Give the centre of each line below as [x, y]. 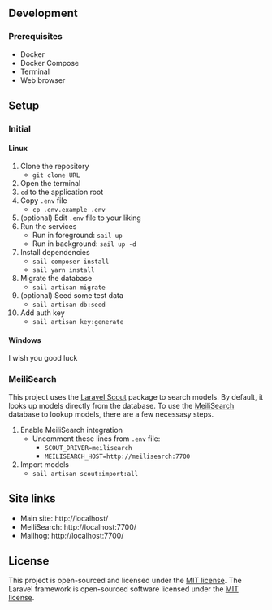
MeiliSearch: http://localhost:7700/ [78, 526]
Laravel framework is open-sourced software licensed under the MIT [124, 589]
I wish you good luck [43, 358]
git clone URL [56, 175]
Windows [25, 340]
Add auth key [42, 313]
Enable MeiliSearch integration [71, 430]
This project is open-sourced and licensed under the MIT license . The [125, 581]
